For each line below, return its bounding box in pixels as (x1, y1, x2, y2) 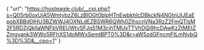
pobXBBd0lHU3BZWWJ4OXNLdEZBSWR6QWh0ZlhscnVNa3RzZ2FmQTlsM (6, 18, 195, 25)
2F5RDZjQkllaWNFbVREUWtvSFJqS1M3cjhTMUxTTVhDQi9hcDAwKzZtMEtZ (6, 24, 196, 31)
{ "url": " (6, 5, 27, 12)
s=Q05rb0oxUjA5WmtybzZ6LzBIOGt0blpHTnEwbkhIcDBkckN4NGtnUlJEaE (6, 11, 195, 19)
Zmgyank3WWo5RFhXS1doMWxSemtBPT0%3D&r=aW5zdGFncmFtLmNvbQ (6, 31, 198, 38)
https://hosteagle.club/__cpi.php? (27, 5, 110, 12)
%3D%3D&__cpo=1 (6, 37, 55, 44)
